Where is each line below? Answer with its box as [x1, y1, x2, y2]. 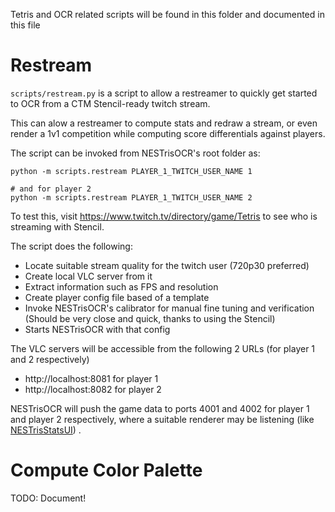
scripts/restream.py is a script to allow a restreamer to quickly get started [10, 87, 318, 99]
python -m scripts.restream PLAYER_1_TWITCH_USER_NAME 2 [10, 192, 253, 203]
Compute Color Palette [10, 459, 203, 482]
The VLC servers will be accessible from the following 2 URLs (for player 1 [10, 342, 316, 354]
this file [10, 19, 41, 31]
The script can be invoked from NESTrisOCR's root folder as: [10, 147, 261, 159]
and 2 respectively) [10, 353, 90, 365]
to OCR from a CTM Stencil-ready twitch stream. [10, 97, 211, 109]
